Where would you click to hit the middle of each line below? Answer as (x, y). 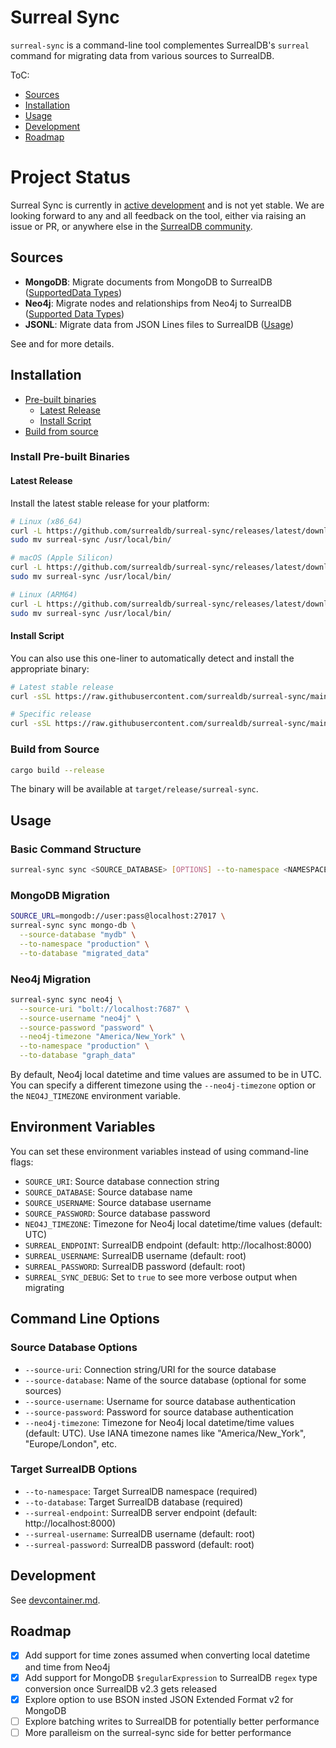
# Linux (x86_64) (46, 521)
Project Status (71, 177)
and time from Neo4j (67, 1667)
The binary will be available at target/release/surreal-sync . (134, 789)
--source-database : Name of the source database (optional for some (165, 1380)
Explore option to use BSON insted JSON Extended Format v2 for (159, 1699)
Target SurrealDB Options (74, 1469)
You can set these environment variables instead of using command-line (159, 1151)
